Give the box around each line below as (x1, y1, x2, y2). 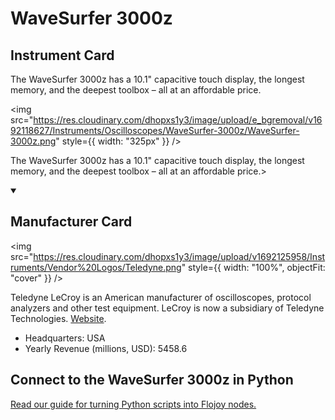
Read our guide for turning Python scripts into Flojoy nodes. (10, 398, 257, 410)
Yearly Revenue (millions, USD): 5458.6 (24, 342, 188, 354)
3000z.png (10, 135, 57, 147)
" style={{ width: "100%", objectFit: (181, 261, 326, 273)
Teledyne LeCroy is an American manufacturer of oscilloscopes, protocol (10, 291, 312, 303)
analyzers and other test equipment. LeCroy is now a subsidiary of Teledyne (10, 302, 325, 314)
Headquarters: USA (24, 332, 106, 344)
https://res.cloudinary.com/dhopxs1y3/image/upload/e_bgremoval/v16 (33, 114, 323, 126)
